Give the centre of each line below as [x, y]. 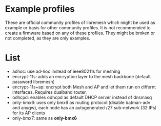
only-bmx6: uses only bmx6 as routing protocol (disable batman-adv [81, 102]
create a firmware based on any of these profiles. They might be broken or [80, 33]
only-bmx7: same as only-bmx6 [44, 118]
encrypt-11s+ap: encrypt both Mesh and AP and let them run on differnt [84, 87]
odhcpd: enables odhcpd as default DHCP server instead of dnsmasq [82, 97]
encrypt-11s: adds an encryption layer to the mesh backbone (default [81, 76]
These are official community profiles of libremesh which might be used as [80, 22]
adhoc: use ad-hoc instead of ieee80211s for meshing [66, 71]
